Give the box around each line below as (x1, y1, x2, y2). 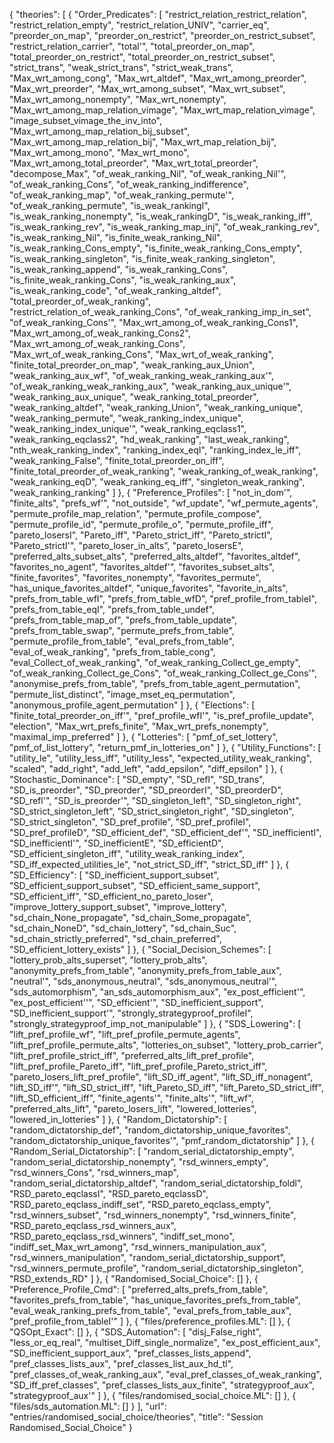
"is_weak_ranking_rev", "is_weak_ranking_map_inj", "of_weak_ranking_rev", (9, 221, 321, 233)
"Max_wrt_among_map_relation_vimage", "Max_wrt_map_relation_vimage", (9, 104, 316, 116)
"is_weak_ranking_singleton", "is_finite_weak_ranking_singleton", (9, 253, 276, 264)
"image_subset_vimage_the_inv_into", (9, 115, 162, 126)
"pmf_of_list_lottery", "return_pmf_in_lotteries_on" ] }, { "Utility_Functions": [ (9, 742, 322, 753)
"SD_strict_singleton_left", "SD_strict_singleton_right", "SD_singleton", (9, 805, 295, 817)
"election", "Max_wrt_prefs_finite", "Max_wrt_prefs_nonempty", (9, 720, 269, 732)
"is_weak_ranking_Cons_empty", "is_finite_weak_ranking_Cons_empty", (9, 242, 303, 254)
